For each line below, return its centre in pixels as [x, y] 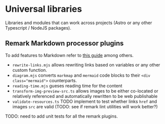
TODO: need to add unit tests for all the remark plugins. [61, 116]
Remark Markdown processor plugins [64, 44]
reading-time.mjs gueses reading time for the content [67, 86]
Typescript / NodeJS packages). [38, 28]
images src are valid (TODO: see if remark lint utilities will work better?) [85, 106]
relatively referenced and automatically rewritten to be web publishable [85, 96]
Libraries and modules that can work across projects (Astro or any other [79, 23]
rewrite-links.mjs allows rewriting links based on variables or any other [86, 64]
